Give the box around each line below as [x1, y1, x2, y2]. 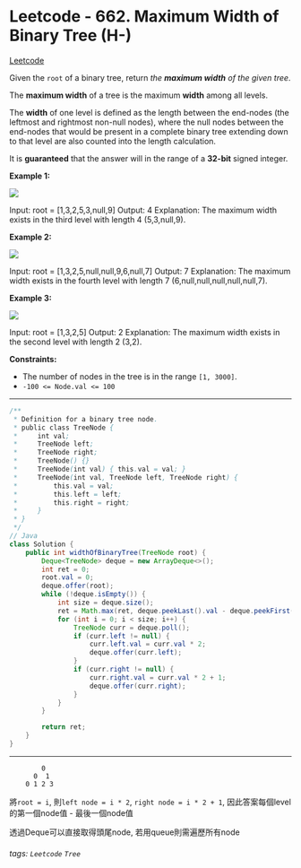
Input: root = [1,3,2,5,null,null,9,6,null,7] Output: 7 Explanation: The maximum [9, 265, 291, 276]
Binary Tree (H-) [9, 25, 133, 46]
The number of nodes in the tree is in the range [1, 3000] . [21, 370, 237, 382]
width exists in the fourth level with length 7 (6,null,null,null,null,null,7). [9, 275, 268, 286]
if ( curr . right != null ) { [73, 665, 175, 674]
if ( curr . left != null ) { [73, 631, 170, 640]
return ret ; [41, 723, 87, 732]
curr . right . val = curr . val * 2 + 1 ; [89, 673, 227, 682]
